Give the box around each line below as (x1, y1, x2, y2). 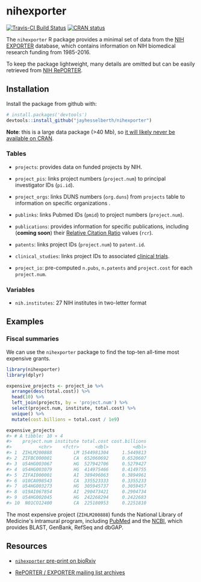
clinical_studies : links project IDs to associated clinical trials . (14, 252, 170, 259)
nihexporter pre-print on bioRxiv (14, 557, 96, 564)
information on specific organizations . (14, 199, 111, 206)
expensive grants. (6, 354, 51, 362)
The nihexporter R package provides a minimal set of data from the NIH (6, 36, 185, 43)
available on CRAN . (6, 134, 54, 142)
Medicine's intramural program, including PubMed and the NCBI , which (6, 517, 183, 524)
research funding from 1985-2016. (6, 48, 91, 55)
